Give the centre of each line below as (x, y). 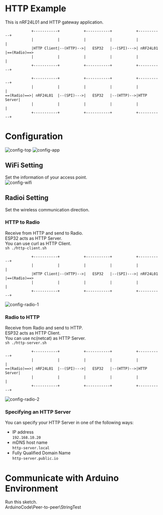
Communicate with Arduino (62, 478)
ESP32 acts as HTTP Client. (33, 333)
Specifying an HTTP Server (38, 412)
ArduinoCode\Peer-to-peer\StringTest (43, 507)
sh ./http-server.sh (26, 343)
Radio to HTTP (22, 317)
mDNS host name (30, 442)
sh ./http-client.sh (26, 248)
